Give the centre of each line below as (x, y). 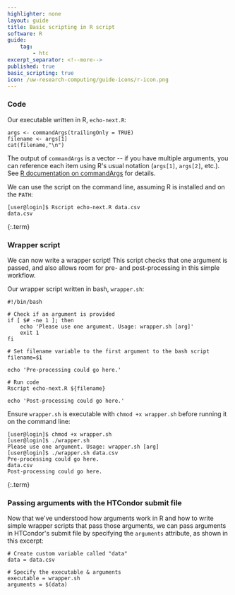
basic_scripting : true (41, 73)
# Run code (23, 382)
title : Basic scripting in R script (61, 27)
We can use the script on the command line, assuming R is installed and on (116, 187)
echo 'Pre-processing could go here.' (64, 370)
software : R (25, 34)
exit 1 (30, 333)
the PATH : (20, 194)
